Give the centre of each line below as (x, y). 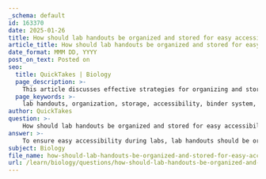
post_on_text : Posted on (49, 60)
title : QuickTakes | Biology (63, 74)
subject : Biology (37, 148)
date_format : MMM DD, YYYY (53, 52)
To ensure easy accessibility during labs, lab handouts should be (136, 141)
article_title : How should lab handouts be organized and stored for (125, 45)
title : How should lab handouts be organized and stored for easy (120, 38)
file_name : (26, 155)
